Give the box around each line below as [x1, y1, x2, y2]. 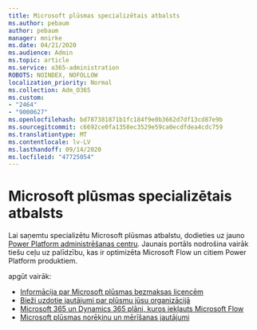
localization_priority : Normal [8, 78, 113, 86]
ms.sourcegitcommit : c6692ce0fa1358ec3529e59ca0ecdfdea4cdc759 [8, 123, 223, 131]
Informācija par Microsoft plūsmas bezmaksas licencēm [19, 287, 204, 296]
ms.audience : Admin [8, 49, 73, 57]
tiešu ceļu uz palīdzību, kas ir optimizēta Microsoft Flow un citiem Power [8, 248, 247, 257]
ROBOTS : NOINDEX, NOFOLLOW [8, 71, 98, 79]
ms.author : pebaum [8, 19, 69, 27]
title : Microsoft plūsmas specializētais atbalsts [8, 11, 180, 20]
